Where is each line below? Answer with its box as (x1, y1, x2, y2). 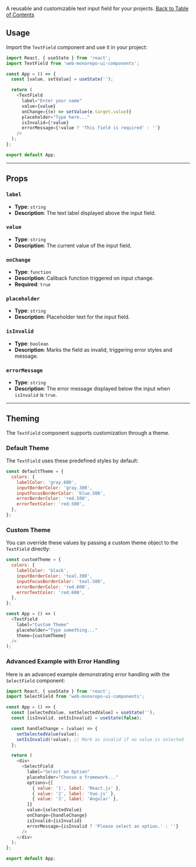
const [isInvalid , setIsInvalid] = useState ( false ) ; (11, 715, 142, 721)
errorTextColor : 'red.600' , (16, 590, 85, 595)
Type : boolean (14, 340, 48, 347)
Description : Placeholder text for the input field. (14, 313, 130, 321)
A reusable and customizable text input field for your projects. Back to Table (6, 5, 188, 12)
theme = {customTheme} (16, 632, 66, 639)
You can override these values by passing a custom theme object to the (6, 539, 178, 546)
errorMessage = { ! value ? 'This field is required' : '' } (21, 125, 160, 131)
